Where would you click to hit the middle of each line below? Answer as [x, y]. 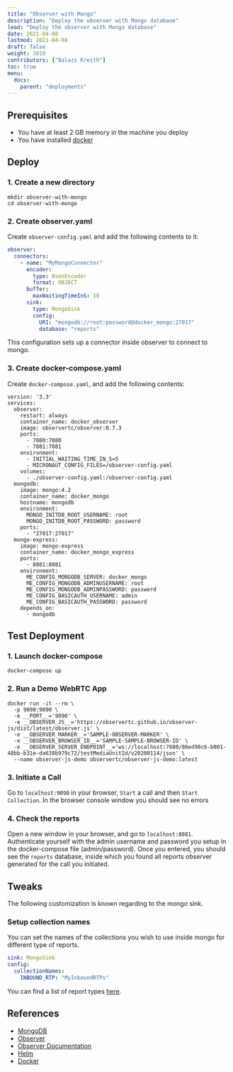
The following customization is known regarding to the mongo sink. [105, 904]
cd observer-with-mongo [42, 203]
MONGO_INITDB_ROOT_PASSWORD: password [83, 521]
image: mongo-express [52, 546]
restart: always [44, 415]
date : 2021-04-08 [33, 34]
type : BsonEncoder [60, 276]
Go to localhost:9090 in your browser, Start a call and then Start [103, 793]
